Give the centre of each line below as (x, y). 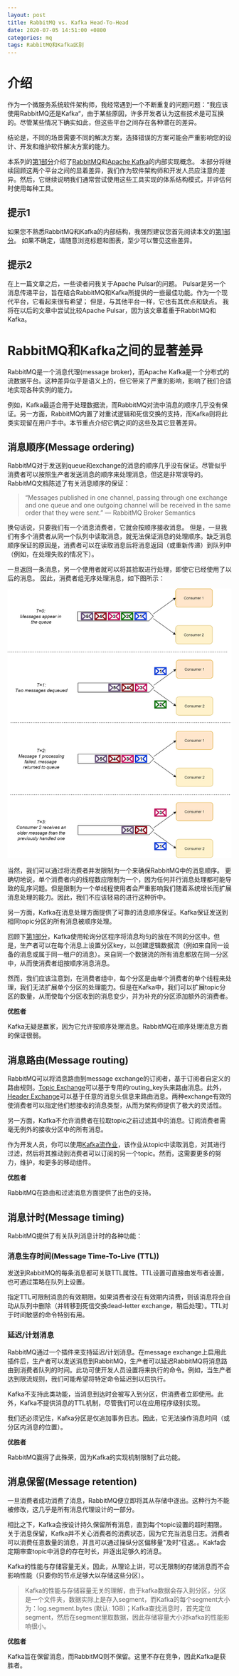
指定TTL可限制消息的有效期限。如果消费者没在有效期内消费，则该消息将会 (116, 1297)
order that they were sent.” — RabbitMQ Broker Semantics (110, 513)
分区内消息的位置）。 (37, 1426)
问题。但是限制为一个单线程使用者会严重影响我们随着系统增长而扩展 (132, 888)
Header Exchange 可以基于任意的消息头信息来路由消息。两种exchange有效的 (119, 1096)
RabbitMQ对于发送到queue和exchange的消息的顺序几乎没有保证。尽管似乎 (117, 466)
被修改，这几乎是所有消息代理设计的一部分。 (73, 1509)
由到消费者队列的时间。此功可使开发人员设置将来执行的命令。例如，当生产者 (119, 1369)
